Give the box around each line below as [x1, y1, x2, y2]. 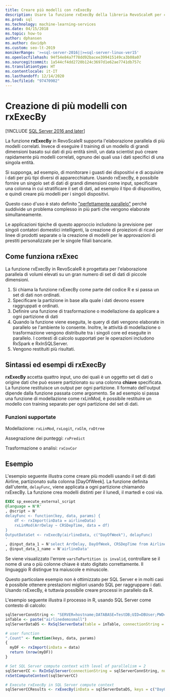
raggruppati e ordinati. [12, 302, 60, 309]
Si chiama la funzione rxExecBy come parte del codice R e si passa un [12, 286, 159, 292]
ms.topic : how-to [5, 31, 42, 36]
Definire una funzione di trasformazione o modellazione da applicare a [12, 308, 159, 314]
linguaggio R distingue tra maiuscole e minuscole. [5, 566, 109, 572]
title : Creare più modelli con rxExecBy [5, 7, 92, 13]
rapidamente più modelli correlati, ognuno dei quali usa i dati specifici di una [5, 154, 164, 160]
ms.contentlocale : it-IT [5, 69, 58, 74]
